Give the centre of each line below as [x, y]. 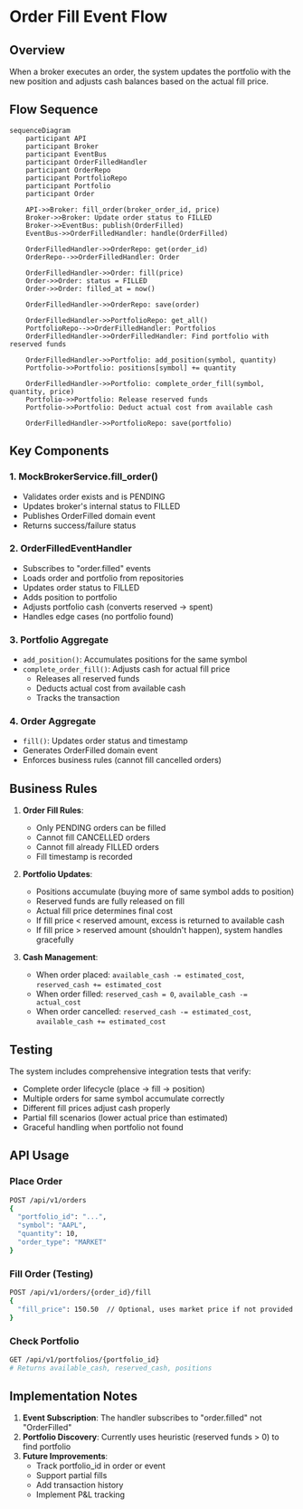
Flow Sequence [54, 110]
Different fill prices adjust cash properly [96, 1108]
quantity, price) [42, 391]
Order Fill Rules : [53, 810]
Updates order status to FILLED [81, 587]
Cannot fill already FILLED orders [98, 847]
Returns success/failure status [79, 525]
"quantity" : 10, [48, 1234]
